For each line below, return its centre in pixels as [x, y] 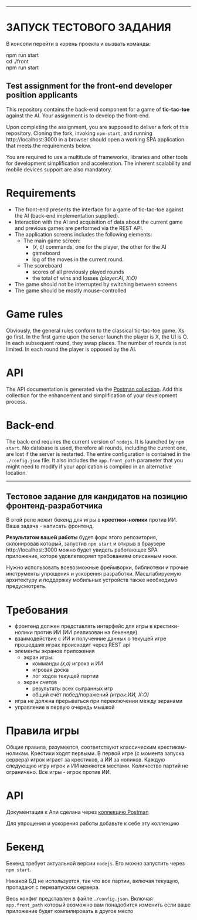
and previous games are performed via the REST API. [79, 228]
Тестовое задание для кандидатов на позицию [97, 496]
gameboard [46, 253]
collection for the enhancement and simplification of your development [92, 395]
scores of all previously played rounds [78, 272]
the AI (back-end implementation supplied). [67, 215]
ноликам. [18, 753]
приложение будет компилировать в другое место [70, 911]
